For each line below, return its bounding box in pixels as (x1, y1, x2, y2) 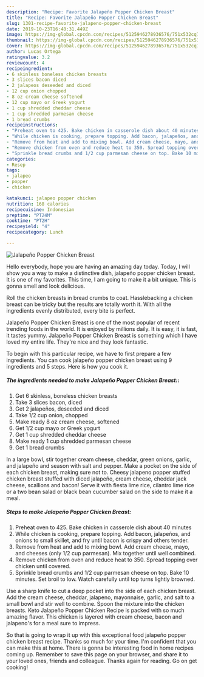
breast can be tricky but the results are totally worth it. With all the (6, 300, 172, 308)
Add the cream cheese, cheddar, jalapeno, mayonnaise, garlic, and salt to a (6, 594, 195, 601)
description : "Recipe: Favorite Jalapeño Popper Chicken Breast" (6, 9, 175, 15)
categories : (6, 156, 36, 162)
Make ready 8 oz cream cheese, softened (15, 418, 120, 425)
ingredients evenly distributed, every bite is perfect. (6, 307, 135, 314)
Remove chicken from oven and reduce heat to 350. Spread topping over (15, 556, 198, 563)
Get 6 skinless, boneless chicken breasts (15, 392, 118, 399)
